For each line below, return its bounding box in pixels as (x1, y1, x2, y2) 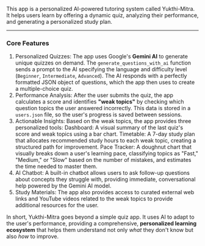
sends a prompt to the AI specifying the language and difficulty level (15, 66, 187, 73)
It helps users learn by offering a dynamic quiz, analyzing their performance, (6, 12, 199, 19)
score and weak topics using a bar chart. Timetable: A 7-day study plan (15, 130, 195, 138)
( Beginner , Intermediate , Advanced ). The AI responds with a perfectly (15, 72, 187, 80)
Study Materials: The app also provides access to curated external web (15, 189, 195, 196)
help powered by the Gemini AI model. (15, 182, 112, 189)
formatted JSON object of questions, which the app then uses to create (15, 79, 195, 86)
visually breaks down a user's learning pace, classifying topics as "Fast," (15, 150, 198, 157)
